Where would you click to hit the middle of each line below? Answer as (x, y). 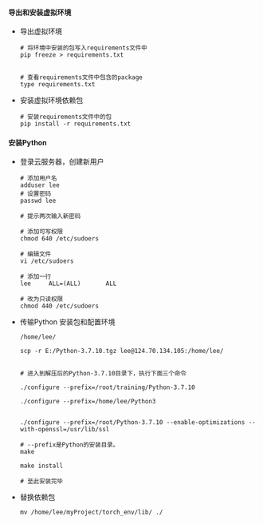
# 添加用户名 (38, 179)
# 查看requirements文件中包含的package (81, 77)
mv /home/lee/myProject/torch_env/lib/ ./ (91, 512)
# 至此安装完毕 (41, 482)
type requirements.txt (57, 85)
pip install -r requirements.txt (75, 124)
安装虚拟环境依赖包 (51, 101)
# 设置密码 (35, 194)
